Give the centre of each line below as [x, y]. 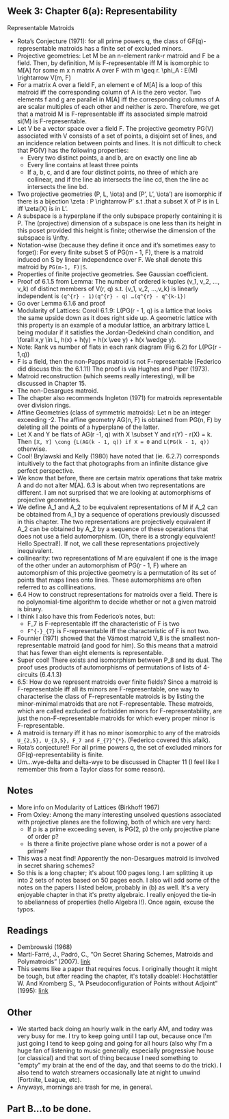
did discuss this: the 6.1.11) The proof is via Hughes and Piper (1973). [113, 369]
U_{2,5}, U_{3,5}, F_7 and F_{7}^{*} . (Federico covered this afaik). [113, 740]
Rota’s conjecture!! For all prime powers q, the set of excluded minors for [119, 747]
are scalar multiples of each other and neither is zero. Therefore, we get [118, 106]
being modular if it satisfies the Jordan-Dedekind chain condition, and [115, 332]
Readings [28, 931]
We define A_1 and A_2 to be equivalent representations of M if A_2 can [117, 507]
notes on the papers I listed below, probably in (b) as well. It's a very [113, 887]
